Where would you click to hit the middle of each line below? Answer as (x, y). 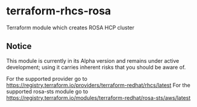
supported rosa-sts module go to (47, 91)
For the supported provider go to (47, 78)
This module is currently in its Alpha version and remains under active (93, 60)
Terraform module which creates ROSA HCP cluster (70, 27)
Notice (19, 46)
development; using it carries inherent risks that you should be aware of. (96, 67)
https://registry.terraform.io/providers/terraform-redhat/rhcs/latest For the (98, 85)
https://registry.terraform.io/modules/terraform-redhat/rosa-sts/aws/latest (98, 97)
